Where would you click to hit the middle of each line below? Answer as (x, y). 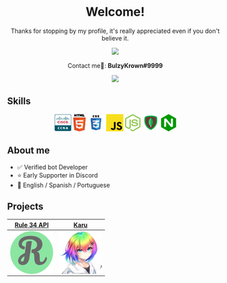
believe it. (115, 38)
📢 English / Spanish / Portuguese (63, 185)
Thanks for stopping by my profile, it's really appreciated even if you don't (115, 31)
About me (28, 150)
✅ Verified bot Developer (52, 167)
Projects (25, 206)
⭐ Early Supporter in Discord (57, 175)
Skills (19, 101)
